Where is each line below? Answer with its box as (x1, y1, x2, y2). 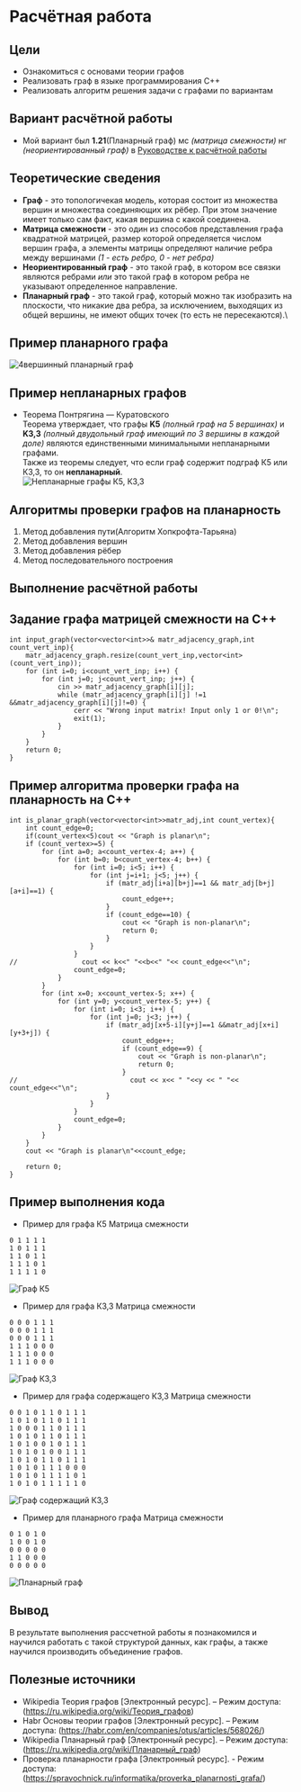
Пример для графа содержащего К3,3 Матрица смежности (22, 1391, 252, 1401)
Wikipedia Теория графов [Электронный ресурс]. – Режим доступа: (22, 1696, 281, 1706)
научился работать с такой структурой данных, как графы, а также (9, 1636, 269, 1647)
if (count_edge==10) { (105, 911, 191, 920)
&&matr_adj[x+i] (218, 1021, 279, 1030)
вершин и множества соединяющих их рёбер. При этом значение (22, 204, 278, 215)
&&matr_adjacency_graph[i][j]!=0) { (9, 698, 146, 707)
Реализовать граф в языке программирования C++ (22, 76, 221, 86)
